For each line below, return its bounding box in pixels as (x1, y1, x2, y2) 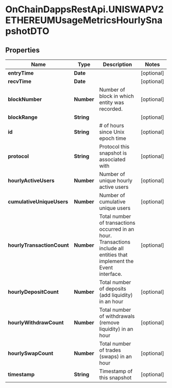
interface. (99, 270, 122, 277)
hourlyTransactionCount (8, 242, 69, 249)
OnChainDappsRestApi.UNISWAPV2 (5, 4, 164, 15)
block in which (99, 93, 134, 99)
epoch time (99, 135, 126, 142)
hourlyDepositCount (8, 288, 59, 295)
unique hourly (99, 177, 133, 184)
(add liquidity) (99, 292, 133, 298)
